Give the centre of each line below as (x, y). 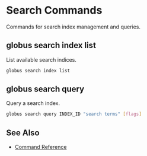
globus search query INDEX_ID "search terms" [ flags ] (74, 114)
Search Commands (54, 10)
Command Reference (41, 147)
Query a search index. (33, 103)
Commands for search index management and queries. (73, 27)
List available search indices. (41, 59)
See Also (23, 133)
